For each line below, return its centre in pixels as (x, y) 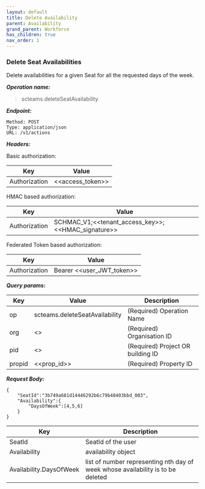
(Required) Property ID (160, 364)
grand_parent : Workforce (38, 29)
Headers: (18, 144)
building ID (143, 354)
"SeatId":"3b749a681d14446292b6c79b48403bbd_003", (83, 396)
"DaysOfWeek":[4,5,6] (56, 406)
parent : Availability (34, 23)
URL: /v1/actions (28, 133)
